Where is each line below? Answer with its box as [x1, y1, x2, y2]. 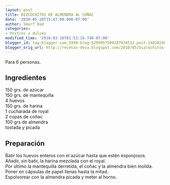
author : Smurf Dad [5, 21, 44, 27]
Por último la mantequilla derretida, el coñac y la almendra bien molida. [5, 163, 153, 169]
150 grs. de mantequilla [5, 92, 54, 99]
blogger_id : [5, 40, 30, 45]
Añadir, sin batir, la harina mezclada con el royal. [5, 158, 106, 164]
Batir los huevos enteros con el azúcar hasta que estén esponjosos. [5, 153, 147, 159]
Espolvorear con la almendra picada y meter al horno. [5, 174, 117, 180]
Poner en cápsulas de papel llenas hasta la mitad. [5, 169, 109, 175]
